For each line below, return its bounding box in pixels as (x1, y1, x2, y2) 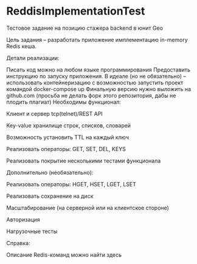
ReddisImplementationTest (6, 4, 145, 18)
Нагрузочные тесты (6, 228, 58, 235)
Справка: (6, 239, 30, 246)
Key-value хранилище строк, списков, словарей (6, 121, 131, 129)
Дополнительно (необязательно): (6, 169, 94, 176)
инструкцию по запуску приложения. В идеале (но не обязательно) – (6, 72, 187, 80)
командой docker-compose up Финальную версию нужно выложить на (6, 85, 192, 92)
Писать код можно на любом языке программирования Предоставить (6, 66, 190, 73)
